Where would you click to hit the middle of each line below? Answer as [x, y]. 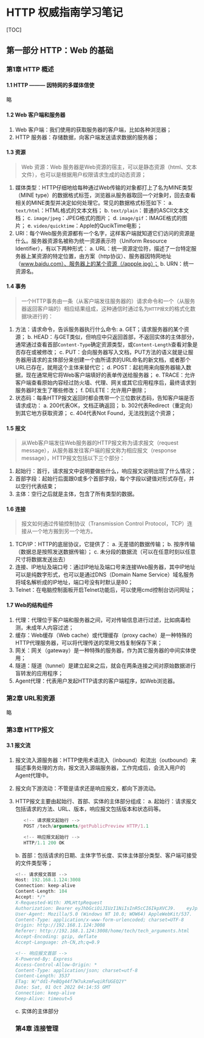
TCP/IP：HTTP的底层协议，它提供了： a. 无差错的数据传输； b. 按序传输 [105, 544]
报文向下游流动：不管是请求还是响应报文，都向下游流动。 [87, 788]
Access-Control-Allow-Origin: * [56, 965]
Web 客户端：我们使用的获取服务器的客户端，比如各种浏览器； [93, 129]
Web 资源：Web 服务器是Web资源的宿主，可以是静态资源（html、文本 [109, 167]
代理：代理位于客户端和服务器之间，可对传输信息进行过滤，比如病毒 [100, 620]
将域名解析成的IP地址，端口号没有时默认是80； [74, 582]
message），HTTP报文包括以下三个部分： [73, 458]
